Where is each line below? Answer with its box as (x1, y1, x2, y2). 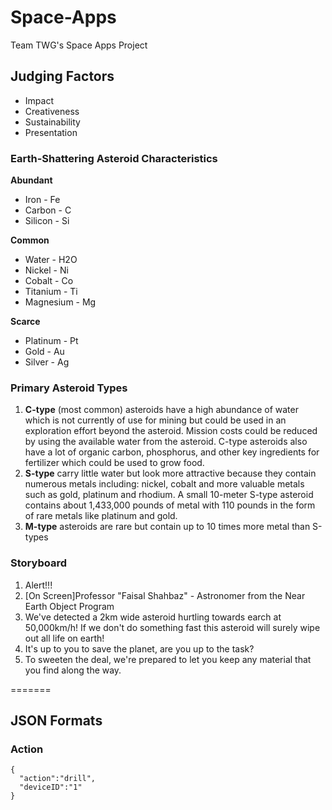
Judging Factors (10, 68, 115, 85)
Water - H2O (24, 254, 78, 266)
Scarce (10, 316, 41, 328)
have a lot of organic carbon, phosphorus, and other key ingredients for (24, 446, 320, 458)
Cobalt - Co (24, 275, 74, 287)
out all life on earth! (24, 632, 105, 644)
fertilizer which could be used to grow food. (24, 457, 205, 469)
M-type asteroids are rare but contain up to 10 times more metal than (24, 521, 311, 533)
